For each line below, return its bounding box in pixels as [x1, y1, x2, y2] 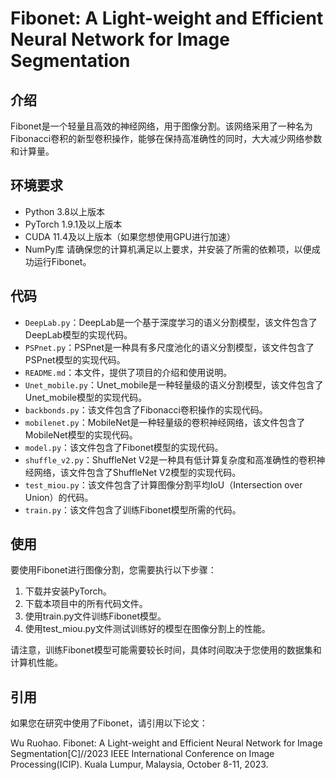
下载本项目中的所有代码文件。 [24, 598, 148, 610]
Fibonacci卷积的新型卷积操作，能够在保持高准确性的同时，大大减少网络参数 [10, 133, 323, 144]
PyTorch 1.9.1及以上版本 [24, 218, 123, 230]
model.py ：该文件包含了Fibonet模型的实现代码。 [24, 441, 224, 453]
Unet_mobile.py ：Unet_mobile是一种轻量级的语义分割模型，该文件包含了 [24, 378, 324, 391]
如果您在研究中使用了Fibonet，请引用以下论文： [10, 717, 208, 729]
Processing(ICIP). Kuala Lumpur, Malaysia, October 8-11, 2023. [10, 758, 269, 771]
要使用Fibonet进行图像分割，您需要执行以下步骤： [10, 564, 217, 576]
